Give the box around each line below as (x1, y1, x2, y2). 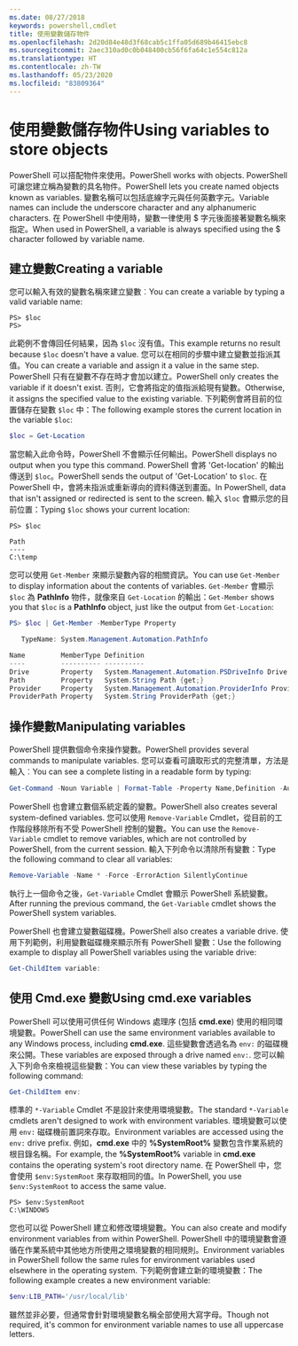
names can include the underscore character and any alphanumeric (9, 201, 257, 213)
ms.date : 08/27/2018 (9, 12, 86, 22)
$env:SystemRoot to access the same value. (9, 1181, 167, 1192)
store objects (9, 139, 109, 160)
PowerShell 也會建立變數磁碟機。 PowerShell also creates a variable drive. (9, 926, 279, 936)
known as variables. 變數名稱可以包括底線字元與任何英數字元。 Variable (9, 192, 270, 202)
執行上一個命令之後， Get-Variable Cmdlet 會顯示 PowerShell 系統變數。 (9, 888, 273, 898)
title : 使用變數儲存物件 (9, 29, 90, 38)
